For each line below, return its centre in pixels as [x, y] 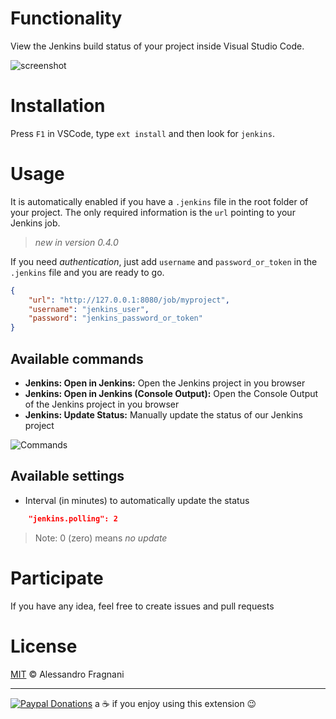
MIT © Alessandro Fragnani [67, 674]
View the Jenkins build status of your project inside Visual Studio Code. [157, 46]
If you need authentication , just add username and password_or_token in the [164, 261]
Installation [58, 106]
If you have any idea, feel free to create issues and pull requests [142, 606]
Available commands [77, 358]
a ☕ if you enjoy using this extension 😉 [175, 703]
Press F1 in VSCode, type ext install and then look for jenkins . [142, 133]
